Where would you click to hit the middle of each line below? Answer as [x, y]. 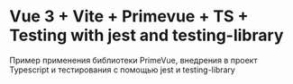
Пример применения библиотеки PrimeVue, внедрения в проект [133, 60]
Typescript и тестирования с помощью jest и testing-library [123, 70]
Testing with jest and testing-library [146, 35]
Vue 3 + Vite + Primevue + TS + [129, 17]
